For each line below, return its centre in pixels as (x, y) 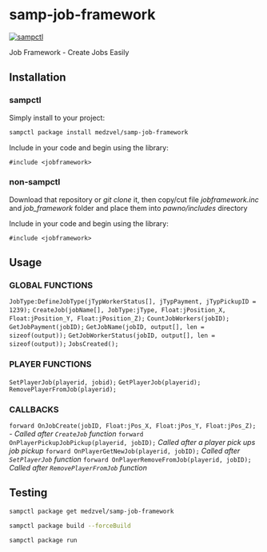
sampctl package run (44, 540)
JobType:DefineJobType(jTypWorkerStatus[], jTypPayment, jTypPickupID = (133, 302)
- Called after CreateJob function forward (76, 434)
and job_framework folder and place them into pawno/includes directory (128, 208)
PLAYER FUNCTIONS (50, 364)
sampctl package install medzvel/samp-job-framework (99, 132)
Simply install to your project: (57, 117)
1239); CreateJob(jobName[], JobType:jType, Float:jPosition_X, (118, 310)
